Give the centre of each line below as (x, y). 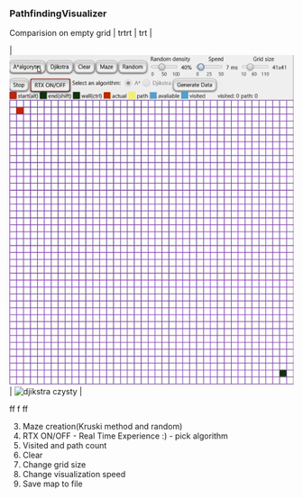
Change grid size (54, 464)
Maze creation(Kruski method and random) (102, 426)
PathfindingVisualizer (58, 14)
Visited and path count (64, 445)
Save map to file (52, 484)
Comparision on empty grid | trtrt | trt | (81, 33)
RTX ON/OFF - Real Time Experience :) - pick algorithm (125, 436)
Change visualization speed (74, 474)
